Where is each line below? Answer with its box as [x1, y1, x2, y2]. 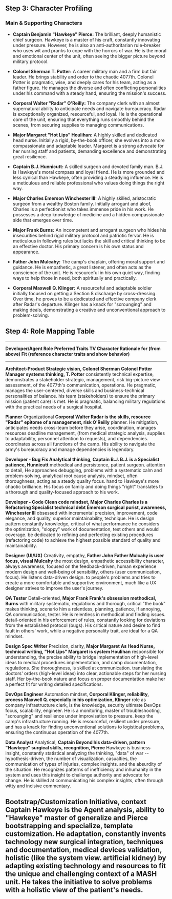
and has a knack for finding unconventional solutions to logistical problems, [5, 724, 165, 730]
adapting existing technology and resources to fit [5, 861, 166, 870]
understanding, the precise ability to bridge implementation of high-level [5, 653, 158, 660]
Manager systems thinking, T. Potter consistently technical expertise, [5, 371, 154, 377]
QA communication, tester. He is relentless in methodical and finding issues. [5, 611, 166, 617]
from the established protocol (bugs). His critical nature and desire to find [5, 622, 160, 628]
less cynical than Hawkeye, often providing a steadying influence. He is [12, 174, 163, 180]
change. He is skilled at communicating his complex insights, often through [5, 777, 164, 783]
